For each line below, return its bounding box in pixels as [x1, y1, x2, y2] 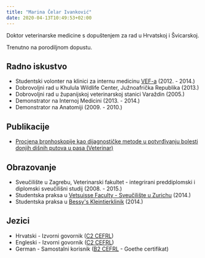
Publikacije [6, 121, 50, 132]
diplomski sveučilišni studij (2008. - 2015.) [15, 185, 123, 192]
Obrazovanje [6, 162, 56, 173]
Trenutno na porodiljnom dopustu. [6, 44, 93, 51]
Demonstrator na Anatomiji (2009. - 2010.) [15, 104, 123, 111]
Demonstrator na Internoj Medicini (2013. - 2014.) [15, 97, 140, 104]
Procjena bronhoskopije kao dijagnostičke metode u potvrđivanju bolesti [15, 138, 198, 145]
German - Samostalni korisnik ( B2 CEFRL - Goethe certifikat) [15, 245, 169, 252]
